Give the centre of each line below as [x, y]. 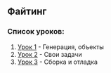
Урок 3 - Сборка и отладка [58, 62]
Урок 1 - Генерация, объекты [60, 47]
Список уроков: [36, 32]
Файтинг [27, 12]
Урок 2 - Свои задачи [50, 54]
